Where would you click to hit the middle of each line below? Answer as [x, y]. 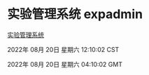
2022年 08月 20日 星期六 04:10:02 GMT [65, 64]
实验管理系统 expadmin [75, 14]
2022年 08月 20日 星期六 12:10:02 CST [63, 49]
